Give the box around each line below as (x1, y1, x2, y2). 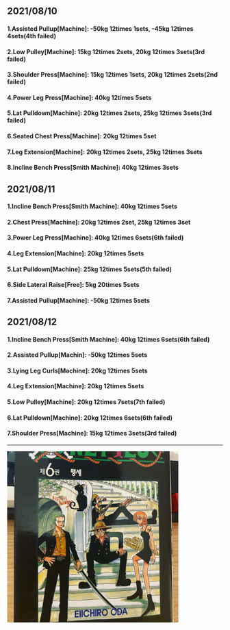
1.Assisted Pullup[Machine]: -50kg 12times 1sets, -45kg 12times (7, 24, 194, 33)
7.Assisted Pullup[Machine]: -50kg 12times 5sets (7, 296, 151, 304)
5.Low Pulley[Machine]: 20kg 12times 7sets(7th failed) (7, 398, 166, 406)
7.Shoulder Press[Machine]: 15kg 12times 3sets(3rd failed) (7, 429, 177, 438)
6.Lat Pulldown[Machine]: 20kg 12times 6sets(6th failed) (7, 414, 173, 422)
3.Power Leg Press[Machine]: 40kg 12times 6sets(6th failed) (7, 234, 184, 242)
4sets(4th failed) (7, 32, 57, 40)
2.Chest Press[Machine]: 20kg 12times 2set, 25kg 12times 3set (7, 218, 191, 226)
